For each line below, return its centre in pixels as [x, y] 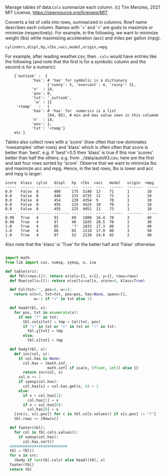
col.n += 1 [29, 377]
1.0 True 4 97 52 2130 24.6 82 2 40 [79, 235]
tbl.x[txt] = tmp [45, 341]
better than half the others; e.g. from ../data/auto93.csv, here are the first [80, 158]
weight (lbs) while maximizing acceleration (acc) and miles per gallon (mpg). [83, 38]
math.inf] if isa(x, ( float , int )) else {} [93, 368]
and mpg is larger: [24, 174]
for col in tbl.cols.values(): [46, 432]
